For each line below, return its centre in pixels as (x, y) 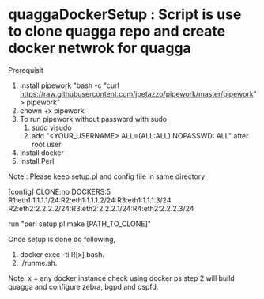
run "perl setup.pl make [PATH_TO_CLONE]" (80, 224)
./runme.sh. (38, 263)
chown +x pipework (52, 110)
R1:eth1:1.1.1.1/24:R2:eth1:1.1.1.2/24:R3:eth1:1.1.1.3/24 (90, 200)
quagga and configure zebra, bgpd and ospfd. (83, 286)
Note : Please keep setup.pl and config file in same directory (107, 176)
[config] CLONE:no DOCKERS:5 (60, 191)
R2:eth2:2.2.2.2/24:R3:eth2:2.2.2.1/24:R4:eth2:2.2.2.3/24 (101, 208)
